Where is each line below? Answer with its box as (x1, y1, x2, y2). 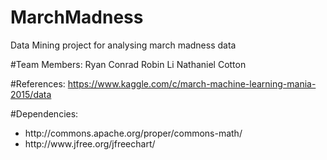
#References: (10, 77, 66, 90)
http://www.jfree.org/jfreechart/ (24, 137, 156, 150)
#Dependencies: (10, 107, 79, 120)
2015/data (10, 88, 52, 100)
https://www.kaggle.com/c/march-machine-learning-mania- (67, 77, 317, 90)
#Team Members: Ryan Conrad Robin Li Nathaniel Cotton (10, 58, 247, 70)
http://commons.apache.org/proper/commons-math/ (24, 127, 243, 139)
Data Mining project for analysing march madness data (10, 39, 237, 51)
